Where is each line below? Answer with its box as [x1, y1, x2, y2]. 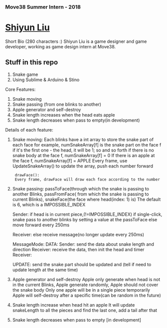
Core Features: [5, 86, 36, 92]
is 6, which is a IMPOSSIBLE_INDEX [12, 201, 86, 207]
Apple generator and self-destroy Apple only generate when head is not [12, 276, 161, 282]
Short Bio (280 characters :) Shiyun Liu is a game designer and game [5, 38, 147, 44]
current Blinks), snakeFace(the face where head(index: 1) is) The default [12, 196, 161, 202]
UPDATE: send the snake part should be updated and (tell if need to [12, 261, 152, 267]
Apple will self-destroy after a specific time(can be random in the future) [12, 292, 161, 298]
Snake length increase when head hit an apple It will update [12, 302, 135, 308]
